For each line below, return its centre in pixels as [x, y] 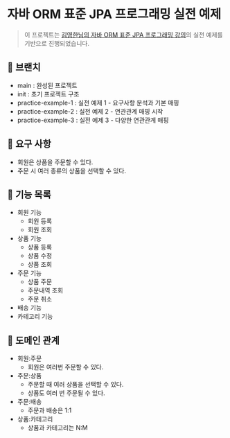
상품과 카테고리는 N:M [57, 428]
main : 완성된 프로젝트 [47, 85]
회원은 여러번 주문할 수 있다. [65, 367]
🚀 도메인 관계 [34, 340]
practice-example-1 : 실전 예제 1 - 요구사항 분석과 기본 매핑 [98, 103]
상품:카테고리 [35, 419]
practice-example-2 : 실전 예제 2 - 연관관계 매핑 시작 [90, 111]
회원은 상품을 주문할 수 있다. [55, 162]
